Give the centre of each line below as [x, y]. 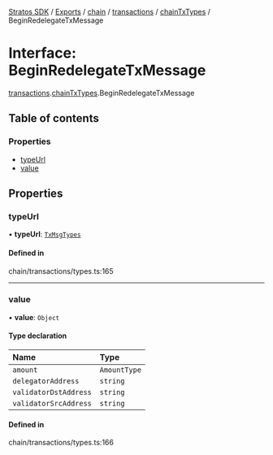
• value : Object [34, 317]
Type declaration [38, 336]
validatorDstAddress [52, 392]
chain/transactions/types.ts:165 [61, 271]
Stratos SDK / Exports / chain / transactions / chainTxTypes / [110, 12]
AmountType [121, 370]
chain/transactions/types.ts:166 [61, 443]
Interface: [43, 53]
